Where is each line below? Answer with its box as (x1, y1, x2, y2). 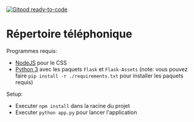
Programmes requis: (6, 47, 57, 54)
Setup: (6, 90, 23, 98)
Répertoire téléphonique (6, 27, 132, 41)
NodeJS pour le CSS (15, 59, 67, 66)
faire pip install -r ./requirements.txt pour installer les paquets (15, 72, 184, 79)
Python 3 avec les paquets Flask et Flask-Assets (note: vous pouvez (15, 65, 188, 73)
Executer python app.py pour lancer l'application (15, 109, 137, 116)
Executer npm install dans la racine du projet (15, 102, 130, 109)
